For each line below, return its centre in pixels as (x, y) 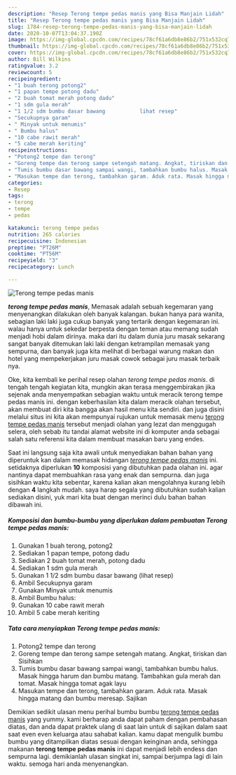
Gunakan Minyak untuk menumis (65, 590)
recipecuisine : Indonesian (47, 241)
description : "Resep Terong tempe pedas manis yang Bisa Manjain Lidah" (116, 14)
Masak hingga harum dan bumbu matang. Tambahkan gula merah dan (119, 676)
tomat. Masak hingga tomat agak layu (72, 683)
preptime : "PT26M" (35, 248)
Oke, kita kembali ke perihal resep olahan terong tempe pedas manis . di (111, 379)
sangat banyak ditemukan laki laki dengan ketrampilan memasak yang (109, 343)
